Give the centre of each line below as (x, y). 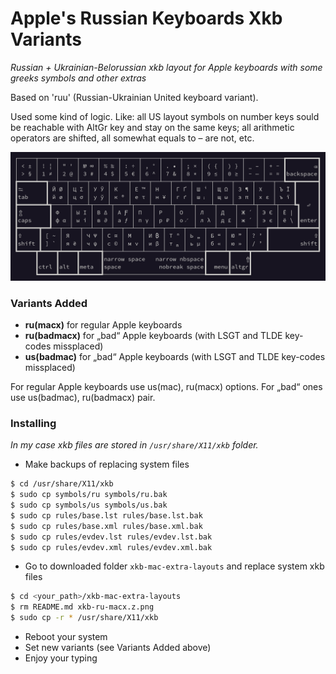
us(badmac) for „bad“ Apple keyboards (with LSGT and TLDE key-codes (175, 356)
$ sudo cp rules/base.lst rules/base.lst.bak (106, 515)
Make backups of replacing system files (107, 464)
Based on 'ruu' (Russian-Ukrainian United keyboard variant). (134, 97)
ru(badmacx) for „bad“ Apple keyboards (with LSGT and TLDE (153, 335)
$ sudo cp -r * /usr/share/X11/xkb (84, 618)
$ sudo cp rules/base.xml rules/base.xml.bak (106, 526)
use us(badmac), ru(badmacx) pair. (83, 397)
